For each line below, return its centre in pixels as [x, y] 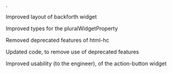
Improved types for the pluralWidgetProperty [62, 28]
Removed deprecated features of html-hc [58, 40]
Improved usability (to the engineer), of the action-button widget [86, 63]
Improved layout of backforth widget [51, 17]
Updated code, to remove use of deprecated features [72, 52]
